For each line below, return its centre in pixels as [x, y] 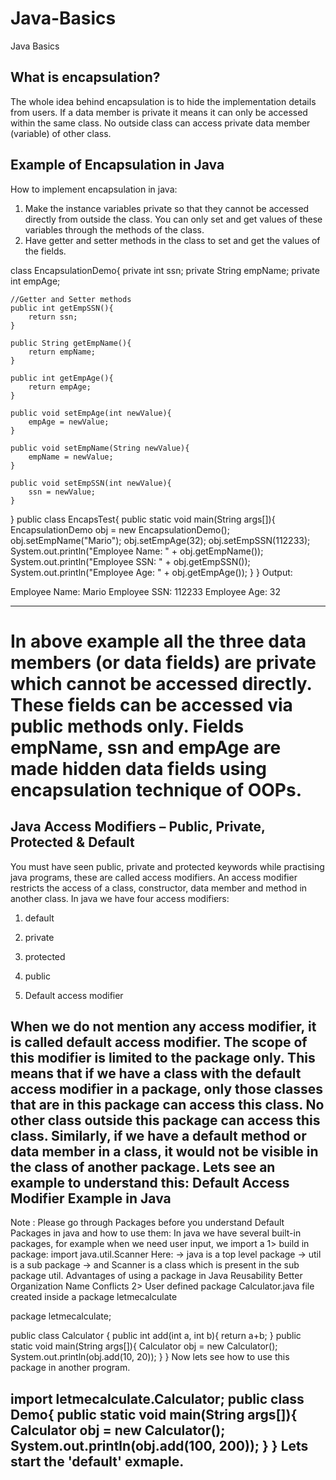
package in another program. [70, 1368]
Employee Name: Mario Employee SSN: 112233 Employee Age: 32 [146, 591]
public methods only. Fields [127, 726]
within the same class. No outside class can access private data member [160, 123]
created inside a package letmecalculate [94, 1297]
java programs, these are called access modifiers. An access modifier [154, 877]
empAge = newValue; [69, 422]
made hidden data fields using [139, 768]
